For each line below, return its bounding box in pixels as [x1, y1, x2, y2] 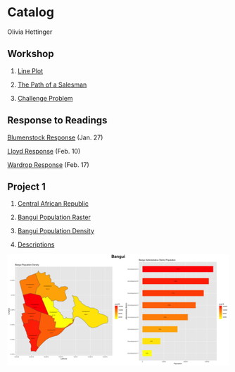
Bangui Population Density [17, 227, 95, 235]
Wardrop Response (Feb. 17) [7, 160, 89, 169]
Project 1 [7, 180, 46, 192]
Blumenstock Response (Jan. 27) [7, 133, 103, 142]
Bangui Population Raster [17, 213, 91, 222]
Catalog [7, 4, 55, 20]
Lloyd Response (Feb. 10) [7, 147, 81, 155]
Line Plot [17, 66, 44, 75]
